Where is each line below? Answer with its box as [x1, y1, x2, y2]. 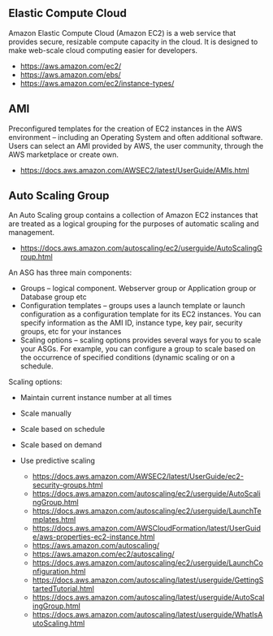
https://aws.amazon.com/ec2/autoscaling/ [32, 549, 175, 560]
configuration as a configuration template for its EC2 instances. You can [19, 309, 262, 320]
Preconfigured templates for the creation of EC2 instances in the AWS [8, 124, 242, 133]
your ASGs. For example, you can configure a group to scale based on [19, 344, 256, 354]
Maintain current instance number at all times [19, 393, 172, 403]
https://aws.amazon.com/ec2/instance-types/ [19, 78, 175, 88]
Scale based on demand [19, 440, 102, 450]
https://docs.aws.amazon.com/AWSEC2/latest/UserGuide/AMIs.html [19, 165, 249, 175]
